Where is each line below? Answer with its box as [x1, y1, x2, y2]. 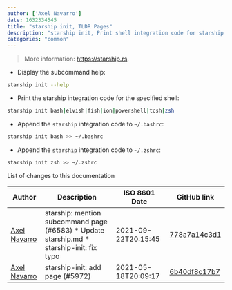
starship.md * [44, 234, 90, 244]
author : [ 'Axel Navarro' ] [7, 10, 81, 17]
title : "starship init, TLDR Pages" [7, 23, 113, 30]
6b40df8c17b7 [169, 267, 221, 276]
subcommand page [44, 217, 108, 226]
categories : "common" [7, 36, 70, 43]
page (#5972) [44, 271, 91, 280]
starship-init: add [44, 262, 101, 272]
